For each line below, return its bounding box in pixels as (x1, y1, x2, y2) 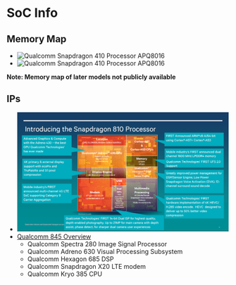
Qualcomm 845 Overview (16, 232, 92, 241)
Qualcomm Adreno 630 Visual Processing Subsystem (27, 248, 183, 256)
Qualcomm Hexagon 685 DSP (27, 255, 114, 263)
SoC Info (6, 5, 58, 21)
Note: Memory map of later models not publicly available (6, 72, 176, 81)
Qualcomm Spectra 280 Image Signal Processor (27, 240, 167, 248)
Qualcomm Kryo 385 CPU (27, 270, 103, 279)
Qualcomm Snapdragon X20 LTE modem (27, 262, 146, 271)
